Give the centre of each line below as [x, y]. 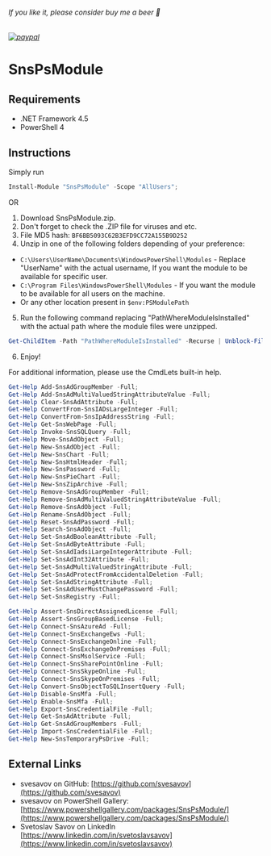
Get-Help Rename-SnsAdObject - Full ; [70, 514]
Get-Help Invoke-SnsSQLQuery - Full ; [70, 432]
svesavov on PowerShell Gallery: [74, 800]
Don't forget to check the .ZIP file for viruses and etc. [108, 226]
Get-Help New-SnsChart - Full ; [59, 454]
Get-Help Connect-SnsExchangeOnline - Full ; [83, 641]
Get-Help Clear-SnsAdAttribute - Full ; [73, 402]
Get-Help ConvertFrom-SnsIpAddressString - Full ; [92, 417]
